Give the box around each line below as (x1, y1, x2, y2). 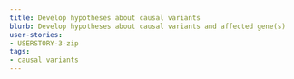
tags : (9, 47, 30, 56)
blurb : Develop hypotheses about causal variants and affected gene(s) (9, 22, 286, 31)
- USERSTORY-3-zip (9, 38, 79, 48)
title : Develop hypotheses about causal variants (9, 13, 201, 23)
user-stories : (9, 30, 64, 39)
